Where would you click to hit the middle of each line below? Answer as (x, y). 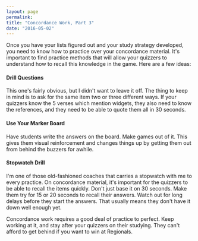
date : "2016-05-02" (30, 28)
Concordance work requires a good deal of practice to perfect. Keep (90, 219)
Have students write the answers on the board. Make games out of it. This (97, 137)
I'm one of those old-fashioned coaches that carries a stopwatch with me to (99, 176)
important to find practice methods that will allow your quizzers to (87, 58)
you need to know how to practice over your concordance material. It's (93, 52)
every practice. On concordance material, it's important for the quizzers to (97, 182)
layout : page (22, 12)
